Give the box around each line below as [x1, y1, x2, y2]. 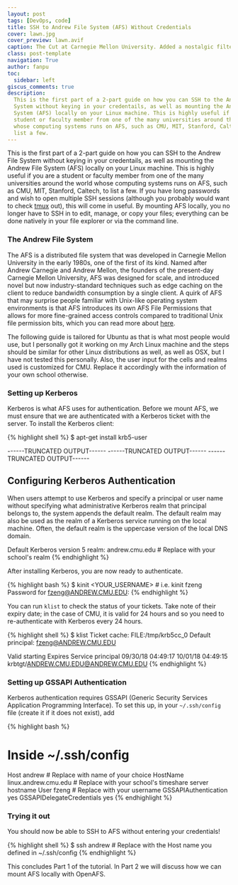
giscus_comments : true [7, 83, 74, 90]
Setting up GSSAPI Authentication [7, 677, 127, 687]
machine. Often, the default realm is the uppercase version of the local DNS [7, 524, 228, 532]
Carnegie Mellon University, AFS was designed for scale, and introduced [7, 273, 220, 281]
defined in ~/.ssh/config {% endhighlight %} [7, 849, 137, 857]
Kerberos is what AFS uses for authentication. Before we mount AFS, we [7, 404, 219, 412]
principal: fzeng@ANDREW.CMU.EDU [7, 638, 117, 647]
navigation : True [7, 57, 59, 64]
